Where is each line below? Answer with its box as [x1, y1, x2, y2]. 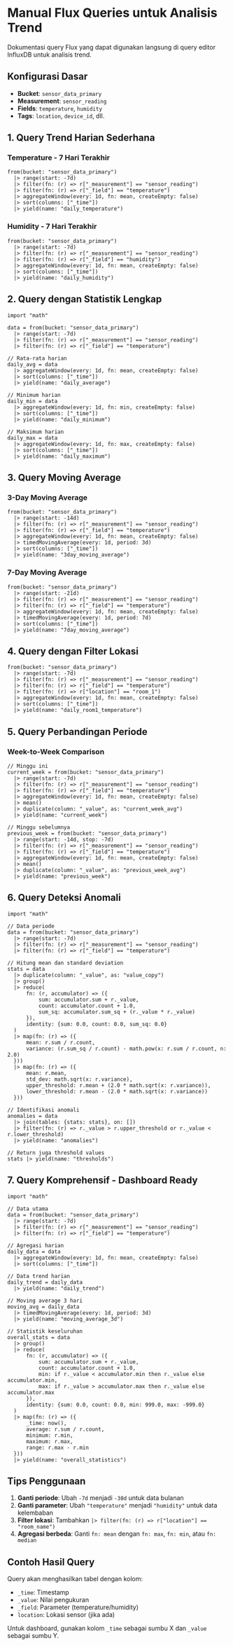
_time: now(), [25, 1420, 68, 1427]
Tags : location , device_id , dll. [17, 111, 105, 120]
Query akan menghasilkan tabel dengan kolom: [7, 1575, 143, 1583]
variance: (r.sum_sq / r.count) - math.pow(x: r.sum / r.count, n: [25, 1045, 227, 1052]
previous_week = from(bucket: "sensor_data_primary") [7, 830, 168, 837]
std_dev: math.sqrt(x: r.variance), [25, 1076, 133, 1083]
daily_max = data [7, 434, 58, 442]
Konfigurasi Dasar [7, 71, 88, 83]
